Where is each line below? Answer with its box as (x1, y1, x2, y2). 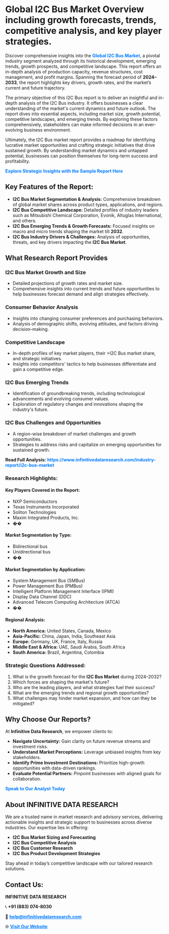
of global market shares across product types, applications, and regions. (12, 201, 164, 207)
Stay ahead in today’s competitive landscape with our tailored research (5, 860, 153, 866)
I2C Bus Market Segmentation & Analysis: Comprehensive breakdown (12, 196, 160, 202)
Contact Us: (5, 880, 44, 889)
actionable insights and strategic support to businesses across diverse (5, 819, 152, 825)
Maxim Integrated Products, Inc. (12, 515, 80, 521)
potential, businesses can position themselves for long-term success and (5, 153, 158, 159)
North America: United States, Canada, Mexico (12, 628, 111, 634)
